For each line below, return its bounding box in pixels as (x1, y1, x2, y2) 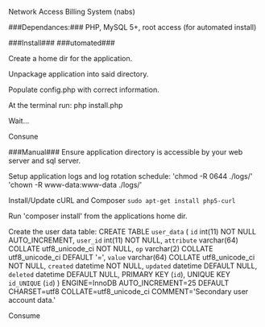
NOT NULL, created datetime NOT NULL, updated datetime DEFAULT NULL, (8, 261, 258, 271)
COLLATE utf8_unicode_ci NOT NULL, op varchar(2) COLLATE (8, 244, 213, 253)
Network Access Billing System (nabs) (8, 7, 135, 16)
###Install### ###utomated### (8, 38, 115, 48)
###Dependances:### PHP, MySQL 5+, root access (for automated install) (8, 23, 257, 31)
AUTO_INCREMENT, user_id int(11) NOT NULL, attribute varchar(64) (8, 235, 239, 245)
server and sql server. (8, 156, 81, 165)
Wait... (8, 116, 30, 126)
